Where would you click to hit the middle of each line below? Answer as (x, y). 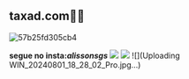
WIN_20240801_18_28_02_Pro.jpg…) (75, 65)
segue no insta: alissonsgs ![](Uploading (95, 55)
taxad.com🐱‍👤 (47, 16)
